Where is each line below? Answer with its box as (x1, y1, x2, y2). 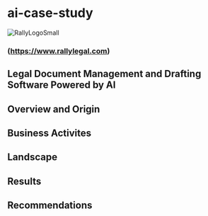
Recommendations (7, 200, 93, 212)
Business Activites (7, 127, 92, 140)
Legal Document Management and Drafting (7, 68, 202, 80)
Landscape (7, 151, 58, 164)
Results (7, 175, 42, 187)
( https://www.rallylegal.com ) (7, 46, 110, 56)
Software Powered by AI (7, 79, 116, 91)
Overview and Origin (7, 103, 100, 115)
